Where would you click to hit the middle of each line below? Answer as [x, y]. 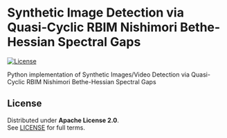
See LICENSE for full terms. [46, 127]
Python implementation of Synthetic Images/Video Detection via [99, 75]
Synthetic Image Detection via [96, 13]
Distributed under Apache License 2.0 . [63, 120]
